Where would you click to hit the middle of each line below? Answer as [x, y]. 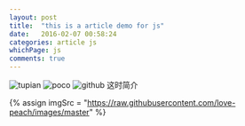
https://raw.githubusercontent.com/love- [162, 102]
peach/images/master [50, 112]
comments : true [37, 59]
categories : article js [53, 42]
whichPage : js [36, 51]
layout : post [33, 17]
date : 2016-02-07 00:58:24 [63, 34]
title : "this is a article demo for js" [87, 26]
